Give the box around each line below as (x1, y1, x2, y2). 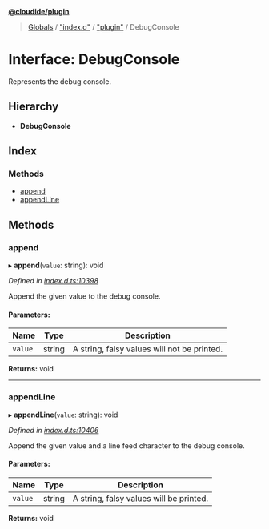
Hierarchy (8, 100, 59, 114)
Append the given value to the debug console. (8, 291, 161, 301)
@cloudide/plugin (8, 7, 70, 16)
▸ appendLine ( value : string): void (8, 410, 118, 419)
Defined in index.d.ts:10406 (8, 425, 99, 435)
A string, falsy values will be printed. (72, 492, 209, 503)
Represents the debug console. (8, 76, 112, 86)
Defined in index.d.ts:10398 (8, 276, 98, 286)
